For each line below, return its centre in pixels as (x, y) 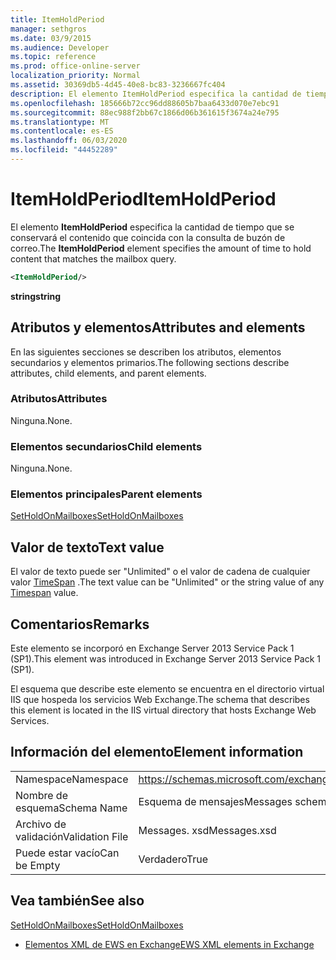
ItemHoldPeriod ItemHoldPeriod (143, 199)
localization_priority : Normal (75, 76)
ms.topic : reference (53, 57)
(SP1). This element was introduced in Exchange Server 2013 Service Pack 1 (166, 659)
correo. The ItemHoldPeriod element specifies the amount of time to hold (161, 248)
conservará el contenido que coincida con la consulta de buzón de (148, 237)
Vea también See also (77, 901)
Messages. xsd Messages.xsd (207, 830)
